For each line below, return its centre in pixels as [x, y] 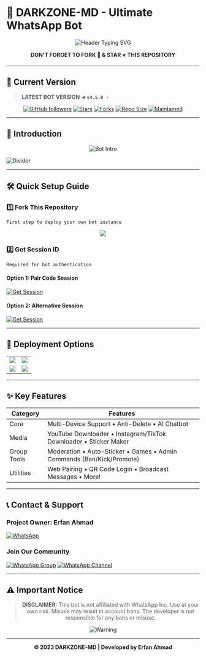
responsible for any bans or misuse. [111, 618]
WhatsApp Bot [44, 25]
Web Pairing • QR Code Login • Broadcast [108, 469]
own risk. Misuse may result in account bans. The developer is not [110, 611]
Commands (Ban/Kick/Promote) [93, 459]
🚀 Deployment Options [50, 344]
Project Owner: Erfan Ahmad [50, 522]
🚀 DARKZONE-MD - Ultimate [80, 13]
